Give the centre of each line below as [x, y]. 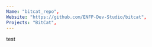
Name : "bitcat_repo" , [33, 11]
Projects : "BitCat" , [32, 22]
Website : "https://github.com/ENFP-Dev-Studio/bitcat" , [76, 17]
